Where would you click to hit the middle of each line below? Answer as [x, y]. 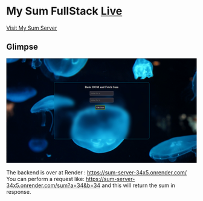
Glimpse [22, 47]
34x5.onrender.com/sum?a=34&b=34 [53, 185]
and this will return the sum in [138, 185]
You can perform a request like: [45, 179]
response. [19, 192]
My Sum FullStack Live [64, 11]
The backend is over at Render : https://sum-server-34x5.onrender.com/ [97, 173]
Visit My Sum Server [32, 28]
